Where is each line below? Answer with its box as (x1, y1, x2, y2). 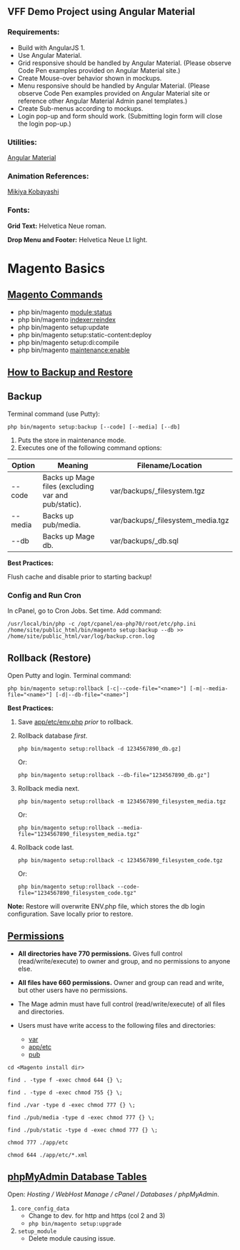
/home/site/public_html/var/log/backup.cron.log (7, 633, 155, 640)
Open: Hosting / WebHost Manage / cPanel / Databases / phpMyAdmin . (7, 1189, 219, 1199)
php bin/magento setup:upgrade (28, 1220, 122, 1227)
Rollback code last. (17, 843, 74, 851)
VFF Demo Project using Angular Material (7, 6, 196, 18)
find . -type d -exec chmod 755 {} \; (7, 1089, 123, 1096)
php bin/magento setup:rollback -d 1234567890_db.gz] (17, 745, 181, 752)
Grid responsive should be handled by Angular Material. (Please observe (17, 59, 232, 67)
